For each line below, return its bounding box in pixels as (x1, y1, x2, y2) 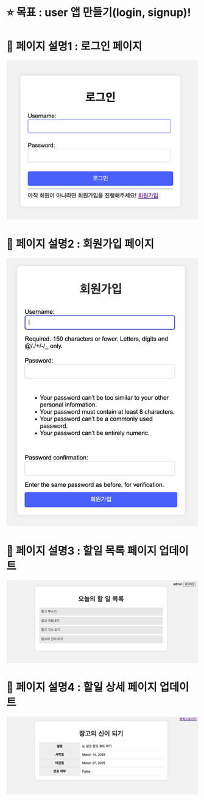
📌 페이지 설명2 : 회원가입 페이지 (6, 237, 154, 251)
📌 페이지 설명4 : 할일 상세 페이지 (6, 681, 157, 695)
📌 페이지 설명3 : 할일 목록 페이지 (6, 544, 157, 558)
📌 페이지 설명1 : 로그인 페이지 (6, 40, 142, 54)
